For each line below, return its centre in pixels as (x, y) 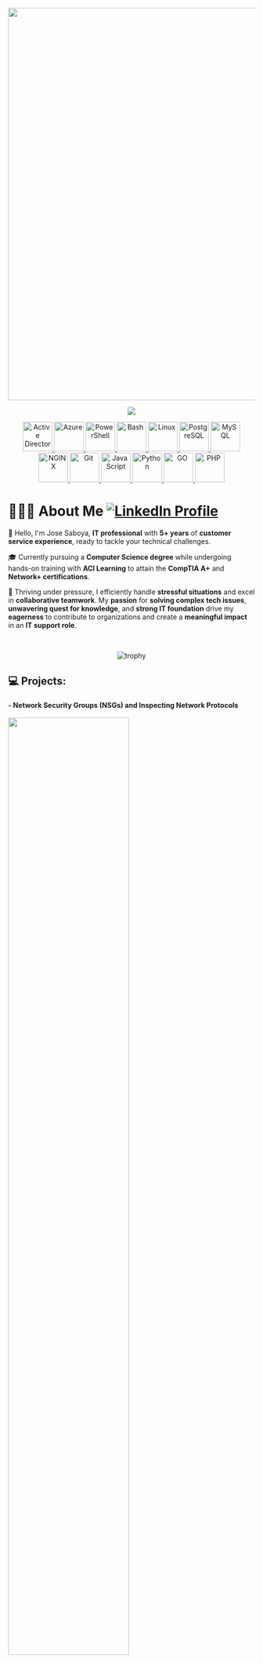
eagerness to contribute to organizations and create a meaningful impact (128, 617)
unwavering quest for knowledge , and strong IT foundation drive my (121, 608)
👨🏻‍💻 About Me (56, 511)
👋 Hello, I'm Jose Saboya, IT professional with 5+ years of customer (120, 533)
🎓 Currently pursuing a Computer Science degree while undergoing (120, 556)
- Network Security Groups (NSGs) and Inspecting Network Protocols (123, 705)
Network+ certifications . (49, 576)
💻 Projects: (37, 682)
